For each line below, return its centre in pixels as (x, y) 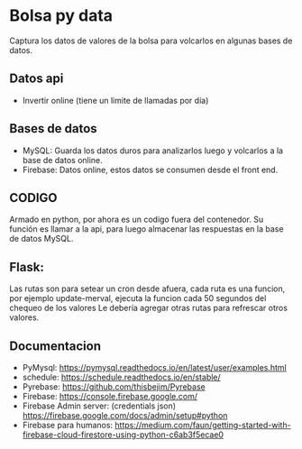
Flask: (27, 267)
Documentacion (55, 346)
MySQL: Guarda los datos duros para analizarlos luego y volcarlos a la (153, 151)
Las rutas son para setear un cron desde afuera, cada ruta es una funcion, (147, 289)
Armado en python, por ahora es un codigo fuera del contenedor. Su (137, 220)
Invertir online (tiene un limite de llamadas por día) (115, 100)
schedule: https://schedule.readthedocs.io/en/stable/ (121, 377)
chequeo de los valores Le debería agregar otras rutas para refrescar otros (149, 308)
